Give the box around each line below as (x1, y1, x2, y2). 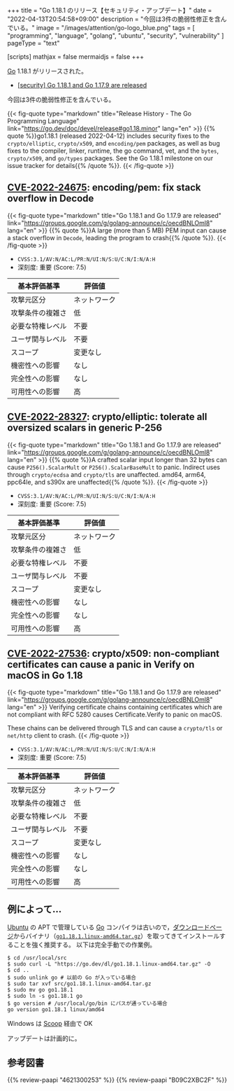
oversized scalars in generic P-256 (7, 422, 163, 434)
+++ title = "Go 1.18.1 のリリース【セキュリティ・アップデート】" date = (7, 6, 212, 14)
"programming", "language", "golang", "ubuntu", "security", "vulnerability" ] (7, 32, 224, 40)
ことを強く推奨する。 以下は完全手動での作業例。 (13, 940, 156, 949)
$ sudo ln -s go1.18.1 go (7, 993, 82, 1000)
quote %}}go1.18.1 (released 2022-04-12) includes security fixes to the (7, 132, 210, 140)
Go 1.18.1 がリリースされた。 (7, 67, 88, 75)
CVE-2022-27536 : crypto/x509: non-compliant (7, 648, 220, 660)
